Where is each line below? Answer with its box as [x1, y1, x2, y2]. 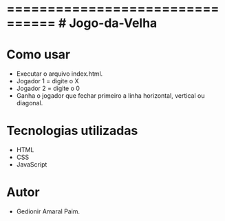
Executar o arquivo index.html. [16, 70, 103, 78]
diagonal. [16, 99, 43, 107]
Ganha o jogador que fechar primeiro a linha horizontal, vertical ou [16, 92, 205, 100]
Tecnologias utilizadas [6, 123, 138, 138]
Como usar [6, 47, 71, 63]
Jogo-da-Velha [69, 15, 158, 31]
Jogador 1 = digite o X [16, 77, 80, 85]
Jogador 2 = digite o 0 [16, 84, 81, 93]
